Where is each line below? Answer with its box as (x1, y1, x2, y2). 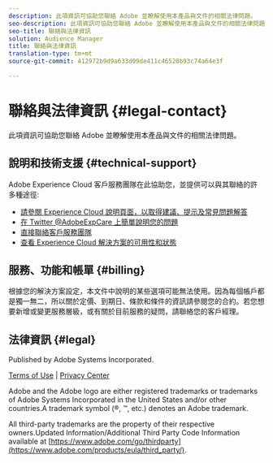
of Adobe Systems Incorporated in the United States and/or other (8, 395, 227, 405)
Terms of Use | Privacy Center (8, 370, 110, 380)
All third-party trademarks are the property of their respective (8, 419, 215, 429)
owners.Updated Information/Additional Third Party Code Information (8, 428, 240, 438)
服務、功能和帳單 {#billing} (8, 263, 145, 277)
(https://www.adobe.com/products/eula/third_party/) (8, 445, 185, 455)
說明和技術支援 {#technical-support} (8, 156, 197, 171)
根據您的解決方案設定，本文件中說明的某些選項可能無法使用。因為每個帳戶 (8, 286, 258, 296)
